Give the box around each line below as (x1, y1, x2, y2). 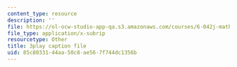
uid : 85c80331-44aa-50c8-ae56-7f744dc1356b (7, 50, 138, 57)
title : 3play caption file (7, 43, 87, 50)
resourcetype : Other (7, 36, 68, 43)
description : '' (7, 17, 55, 24)
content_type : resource (7, 10, 78, 17)
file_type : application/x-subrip (7, 29, 106, 37)
